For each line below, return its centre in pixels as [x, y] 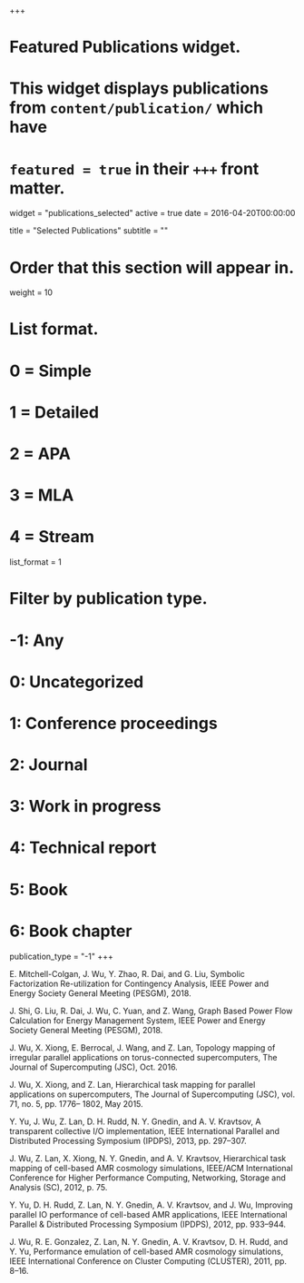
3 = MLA [42, 495]
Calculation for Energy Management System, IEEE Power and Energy [137, 1020]
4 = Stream [52, 537]
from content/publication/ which [137, 108]
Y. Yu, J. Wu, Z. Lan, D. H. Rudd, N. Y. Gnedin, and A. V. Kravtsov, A [135, 1121]
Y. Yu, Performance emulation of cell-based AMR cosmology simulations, [147, 1251]
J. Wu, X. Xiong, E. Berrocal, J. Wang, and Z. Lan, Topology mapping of [142, 1047]
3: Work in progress [85, 807]
